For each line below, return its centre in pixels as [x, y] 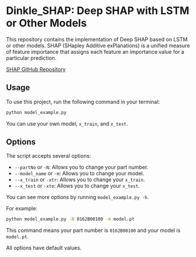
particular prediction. [31, 58]
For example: [22, 209]
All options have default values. [44, 248]
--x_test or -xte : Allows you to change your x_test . [77, 186]
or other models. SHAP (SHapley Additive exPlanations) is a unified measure [98, 46]
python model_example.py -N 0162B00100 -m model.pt [70, 219]
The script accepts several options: [49, 156]
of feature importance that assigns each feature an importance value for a [95, 51]
